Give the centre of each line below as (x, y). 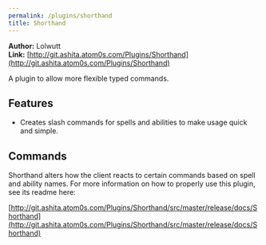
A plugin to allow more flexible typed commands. (89, 78)
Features (31, 103)
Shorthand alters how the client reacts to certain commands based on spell (132, 176)
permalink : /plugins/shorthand (60, 16)
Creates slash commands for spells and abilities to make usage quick (133, 122)
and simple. (39, 131)
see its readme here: (42, 192)
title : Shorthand (37, 23)
